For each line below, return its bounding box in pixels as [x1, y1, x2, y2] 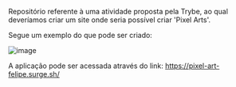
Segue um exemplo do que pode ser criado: [8, 31, 153, 40]
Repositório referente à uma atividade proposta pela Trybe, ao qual [8, 7, 229, 16]
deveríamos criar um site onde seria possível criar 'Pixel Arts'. [8, 15, 211, 25]
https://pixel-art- [164, 61, 220, 70]
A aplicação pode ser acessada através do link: [8, 61, 163, 70]
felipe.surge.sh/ [8, 70, 60, 78]
